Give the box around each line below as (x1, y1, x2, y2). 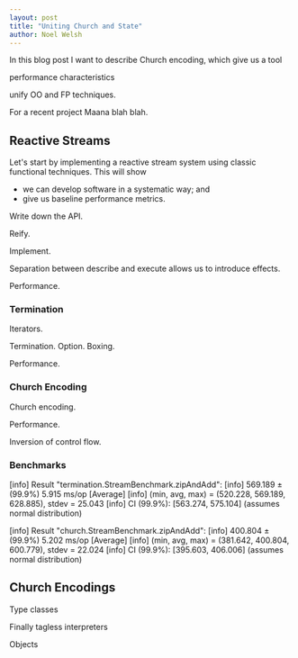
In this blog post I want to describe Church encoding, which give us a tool (9, 55, 283, 66)
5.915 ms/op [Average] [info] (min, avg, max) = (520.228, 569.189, (41, 489, 286, 500)
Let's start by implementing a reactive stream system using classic (9, 157, 257, 167)
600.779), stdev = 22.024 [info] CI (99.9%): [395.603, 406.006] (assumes (9, 545, 284, 555)
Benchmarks (9, 458, 67, 471)
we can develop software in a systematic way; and (22, 184, 211, 194)
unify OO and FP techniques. (9, 89, 117, 100)
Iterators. (9, 323, 43, 334)
